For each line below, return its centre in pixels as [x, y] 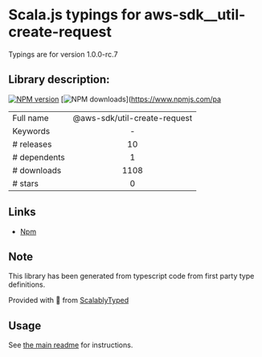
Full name [31, 118]
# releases [32, 144]
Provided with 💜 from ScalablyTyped [69, 301]
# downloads [37, 170]
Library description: [59, 79]
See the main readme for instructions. [71, 345]
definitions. [27, 284]
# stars [25, 183]
